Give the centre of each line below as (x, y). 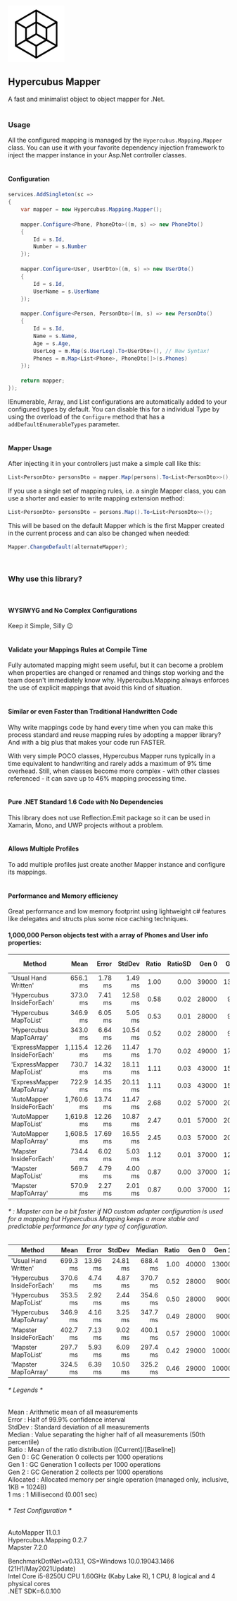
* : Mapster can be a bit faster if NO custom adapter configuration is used (116, 1211)
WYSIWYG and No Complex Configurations (73, 610)
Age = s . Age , (52, 343)
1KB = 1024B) (27, 1487)
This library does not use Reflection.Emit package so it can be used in (109, 817)
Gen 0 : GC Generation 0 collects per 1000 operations (86, 1457)
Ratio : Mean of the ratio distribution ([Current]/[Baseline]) (92, 1449)
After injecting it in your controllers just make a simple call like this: (104, 464)
